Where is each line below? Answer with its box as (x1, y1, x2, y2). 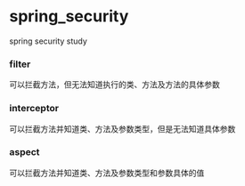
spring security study (9, 36, 87, 46)
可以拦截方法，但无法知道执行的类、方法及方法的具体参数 (9, 79, 220, 90)
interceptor (9, 102, 60, 115)
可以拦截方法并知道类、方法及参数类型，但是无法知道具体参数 (9, 123, 236, 134)
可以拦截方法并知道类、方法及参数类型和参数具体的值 (9, 167, 205, 178)
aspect (9, 146, 40, 158)
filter (9, 58, 31, 70)
